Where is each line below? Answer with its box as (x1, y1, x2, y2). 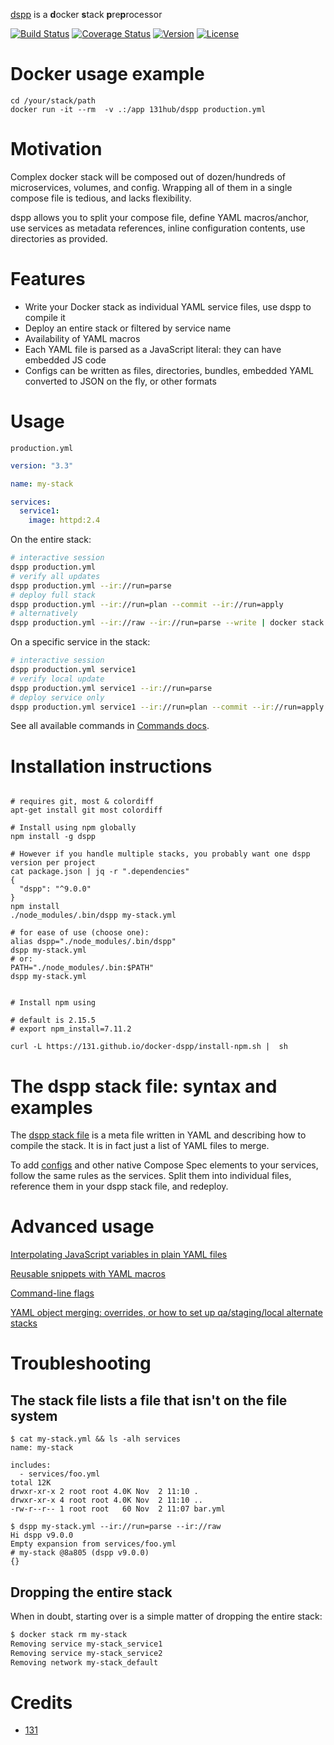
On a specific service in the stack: (10, 636, 151, 648)
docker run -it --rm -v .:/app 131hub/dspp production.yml (10, 104, 267, 114)
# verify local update (10, 674, 105, 684)
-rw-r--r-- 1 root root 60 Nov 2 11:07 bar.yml (10, 1504, 226, 1514)
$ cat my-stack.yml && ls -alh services (10, 1434, 182, 1444)
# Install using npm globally (10, 823, 137, 833)
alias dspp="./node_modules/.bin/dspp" (10, 937, 177, 947)
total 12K (10, 1478, 52, 1488)
